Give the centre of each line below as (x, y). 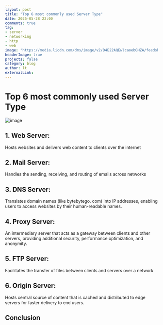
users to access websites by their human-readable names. (64, 206)
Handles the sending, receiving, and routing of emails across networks (76, 174)
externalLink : (19, 73)
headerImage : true (24, 55)
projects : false (21, 59)
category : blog (20, 64)
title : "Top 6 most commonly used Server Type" (54, 14)
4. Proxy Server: (30, 221)
